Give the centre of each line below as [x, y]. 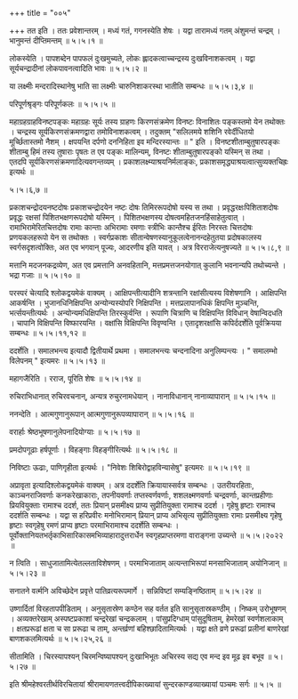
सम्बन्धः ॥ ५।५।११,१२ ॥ [48, 333]
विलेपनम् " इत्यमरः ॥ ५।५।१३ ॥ [57, 361]
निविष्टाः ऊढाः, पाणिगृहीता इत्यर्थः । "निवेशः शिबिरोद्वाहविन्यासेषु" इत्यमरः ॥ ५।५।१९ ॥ [129, 467]
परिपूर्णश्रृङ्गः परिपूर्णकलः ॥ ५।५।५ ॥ [62, 104]
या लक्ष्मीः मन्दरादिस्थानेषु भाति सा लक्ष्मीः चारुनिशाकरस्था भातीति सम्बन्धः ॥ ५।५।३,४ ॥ [131, 86]
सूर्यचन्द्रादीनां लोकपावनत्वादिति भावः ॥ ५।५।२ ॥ [78, 68]
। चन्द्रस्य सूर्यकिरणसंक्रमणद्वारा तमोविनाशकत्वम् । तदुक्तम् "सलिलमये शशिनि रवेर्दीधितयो [132, 132]
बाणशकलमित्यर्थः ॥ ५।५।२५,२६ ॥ [60, 639]
